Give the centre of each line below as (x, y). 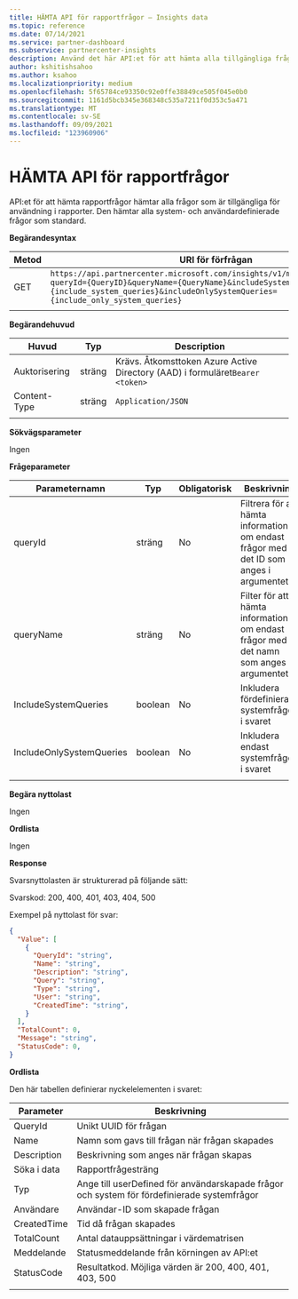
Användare (36, 1209)
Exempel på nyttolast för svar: (64, 914)
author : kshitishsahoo (51, 68)
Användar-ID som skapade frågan (148, 1209)
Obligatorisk (205, 488)
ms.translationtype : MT (53, 108)
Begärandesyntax (43, 237)
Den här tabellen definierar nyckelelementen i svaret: (106, 1088)
